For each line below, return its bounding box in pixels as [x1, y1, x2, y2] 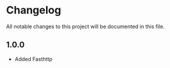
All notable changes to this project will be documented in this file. [6, 23, 165, 30]
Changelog [6, 4, 61, 17]
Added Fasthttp [14, 55, 53, 62]
